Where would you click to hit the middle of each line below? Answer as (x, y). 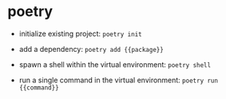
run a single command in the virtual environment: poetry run (119, 80)
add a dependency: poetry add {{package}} (91, 49)
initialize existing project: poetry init (80, 34)
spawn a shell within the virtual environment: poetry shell (115, 64)
